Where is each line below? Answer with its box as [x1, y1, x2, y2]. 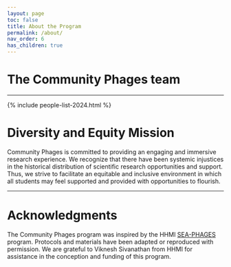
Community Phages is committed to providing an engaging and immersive [7, 147, 217, 156]
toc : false [7, 17, 38, 23]
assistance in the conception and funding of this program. [7, 252, 172, 260]
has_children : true [7, 42, 63, 49]
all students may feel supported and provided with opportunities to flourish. [7, 177, 221, 185]
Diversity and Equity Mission [7, 125, 175, 141]
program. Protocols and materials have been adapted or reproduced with [7, 237, 214, 246]
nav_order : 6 [7, 36, 45, 43]
